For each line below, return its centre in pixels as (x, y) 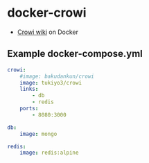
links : (29, 89)
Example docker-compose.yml (75, 54)
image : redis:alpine (49, 153)
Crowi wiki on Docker (47, 32)
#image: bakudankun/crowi (57, 76)
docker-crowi (47, 13)
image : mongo (38, 134)
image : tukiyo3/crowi (51, 83)
